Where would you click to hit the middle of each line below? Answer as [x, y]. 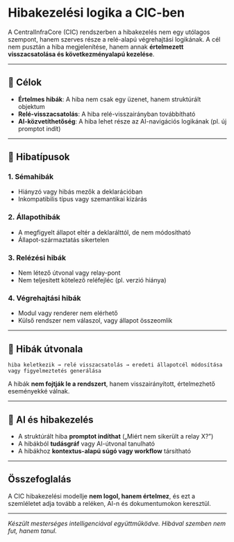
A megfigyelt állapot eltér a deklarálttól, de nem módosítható [105, 232]
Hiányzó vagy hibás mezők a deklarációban [80, 192]
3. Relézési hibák [37, 257]
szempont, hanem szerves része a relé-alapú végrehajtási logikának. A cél [114, 39]
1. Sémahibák [31, 177]
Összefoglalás [40, 479]
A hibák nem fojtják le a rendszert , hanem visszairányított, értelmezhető [112, 384]
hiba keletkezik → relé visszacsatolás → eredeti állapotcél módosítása [115, 365]
